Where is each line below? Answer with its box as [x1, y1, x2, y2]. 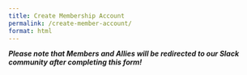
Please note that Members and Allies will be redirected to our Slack [8, 49, 240, 59]
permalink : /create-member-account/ [8, 19, 132, 27]
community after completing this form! [8, 57, 143, 67]
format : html [8, 27, 53, 35]
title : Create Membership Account [8, 11, 126, 20]
